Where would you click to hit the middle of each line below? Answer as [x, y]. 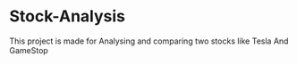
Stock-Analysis [68, 16]
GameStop [29, 50]
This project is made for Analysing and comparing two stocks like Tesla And [149, 41]
